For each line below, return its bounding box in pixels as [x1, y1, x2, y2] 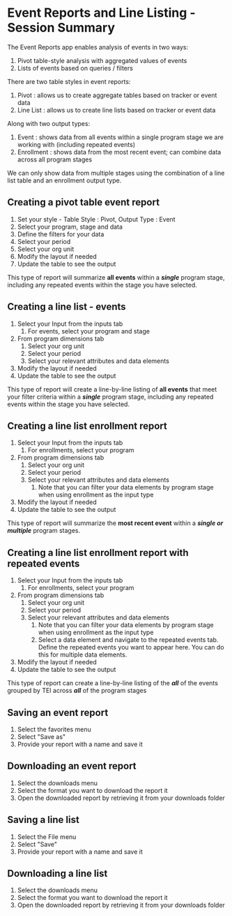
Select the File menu [17, 832, 77, 840]
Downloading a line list [7, 868, 108, 880]
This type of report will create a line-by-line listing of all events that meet [7, 385, 217, 393]
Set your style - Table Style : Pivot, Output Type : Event [17, 215, 176, 223]
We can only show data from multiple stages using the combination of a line [7, 169, 225, 177]
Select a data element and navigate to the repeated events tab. [38, 636, 219, 644]
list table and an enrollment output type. [7, 176, 122, 185]
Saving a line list [7, 814, 80, 826]
